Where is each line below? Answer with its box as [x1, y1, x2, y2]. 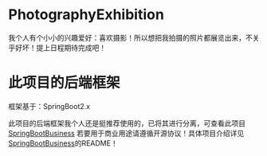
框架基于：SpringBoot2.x [8, 101, 90, 111]
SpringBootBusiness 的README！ [8, 138, 118, 148]
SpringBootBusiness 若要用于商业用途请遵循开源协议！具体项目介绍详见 [8, 128, 245, 138]
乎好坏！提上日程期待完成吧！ [8, 42, 106, 53]
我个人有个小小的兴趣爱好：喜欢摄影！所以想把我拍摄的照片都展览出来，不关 [8, 33, 260, 42]
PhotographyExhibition [8, 6, 165, 24]
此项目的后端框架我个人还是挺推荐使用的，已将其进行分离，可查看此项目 [8, 118, 245, 128]
